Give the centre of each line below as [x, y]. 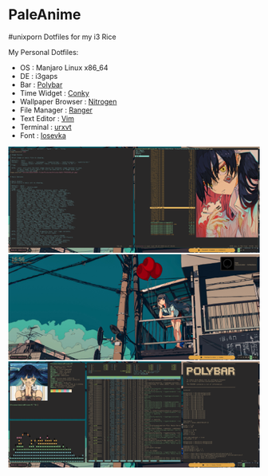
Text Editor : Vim [47, 118]
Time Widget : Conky [55, 92]
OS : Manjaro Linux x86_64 [64, 67]
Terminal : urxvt [45, 127]
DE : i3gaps [39, 76]
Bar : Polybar [41, 85]
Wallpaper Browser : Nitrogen [68, 101]
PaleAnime [45, 15]
